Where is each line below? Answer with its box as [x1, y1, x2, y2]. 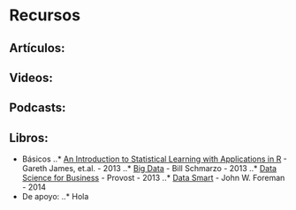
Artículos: [9, 41, 65, 56]
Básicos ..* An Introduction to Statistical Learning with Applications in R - [21, 154, 287, 164]
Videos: [9, 70, 53, 85]
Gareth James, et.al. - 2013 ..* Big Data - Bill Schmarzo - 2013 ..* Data [21, 163, 277, 174]
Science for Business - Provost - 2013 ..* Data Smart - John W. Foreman [21, 173, 285, 184]
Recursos [9, 5, 81, 26]
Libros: [9, 130, 49, 146]
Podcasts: [9, 101, 66, 116]
